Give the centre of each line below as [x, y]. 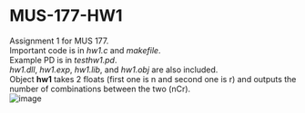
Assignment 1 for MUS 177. [59, 41]
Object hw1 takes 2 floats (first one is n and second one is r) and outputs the [153, 79]
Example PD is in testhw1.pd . [63, 60]
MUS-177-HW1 [66, 16]
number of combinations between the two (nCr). [100, 89]
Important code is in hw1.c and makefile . [85, 50]
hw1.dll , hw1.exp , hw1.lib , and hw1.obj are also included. [114, 70]
